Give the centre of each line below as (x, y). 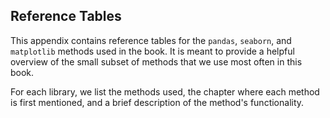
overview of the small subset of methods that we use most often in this (156, 61)
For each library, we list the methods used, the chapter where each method (165, 91)
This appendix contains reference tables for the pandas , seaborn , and (151, 40)
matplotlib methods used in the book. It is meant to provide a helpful (152, 51)
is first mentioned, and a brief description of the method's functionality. (157, 102)
